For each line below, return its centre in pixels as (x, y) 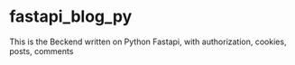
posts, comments (41, 51)
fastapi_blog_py (71, 17)
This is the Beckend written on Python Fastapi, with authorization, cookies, (148, 42)
